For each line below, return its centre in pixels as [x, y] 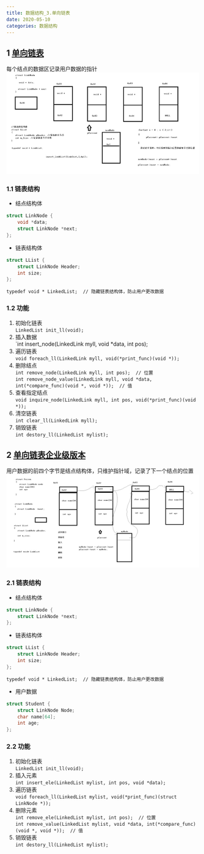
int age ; [28, 723]
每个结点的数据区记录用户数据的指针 [52, 69]
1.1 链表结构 [23, 189]
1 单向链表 [25, 53]
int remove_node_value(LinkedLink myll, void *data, [84, 379]
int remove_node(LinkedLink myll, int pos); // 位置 [84, 373]
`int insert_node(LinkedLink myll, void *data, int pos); [82, 344]
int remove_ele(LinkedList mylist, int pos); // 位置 [86, 818]
